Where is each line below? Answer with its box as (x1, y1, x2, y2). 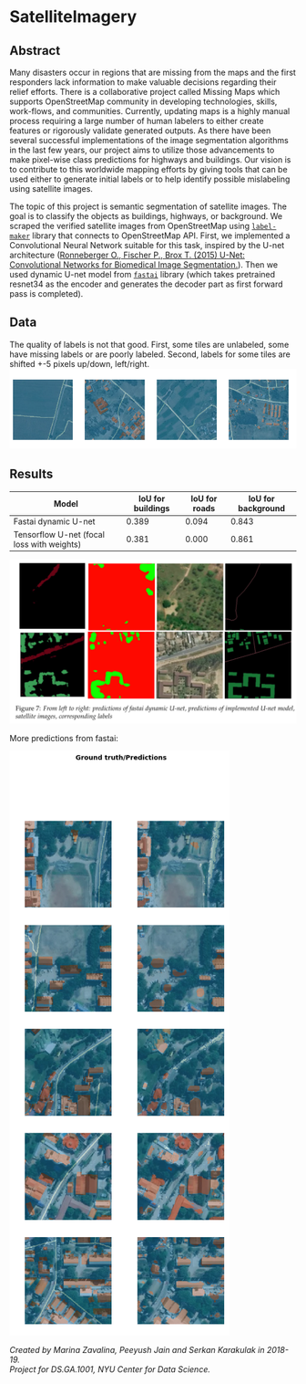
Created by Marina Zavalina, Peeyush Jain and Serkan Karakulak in (9, 1345, 266, 1356)
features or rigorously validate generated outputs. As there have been (9, 125, 271, 136)
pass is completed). (9, 288, 84, 299)
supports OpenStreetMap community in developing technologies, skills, (9, 96, 278, 107)
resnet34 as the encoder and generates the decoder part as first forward (9, 278, 284, 289)
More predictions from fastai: (9, 733, 118, 744)
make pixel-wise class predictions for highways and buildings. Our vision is (9, 154, 291, 165)
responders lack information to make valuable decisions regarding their (9, 77, 277, 88)
